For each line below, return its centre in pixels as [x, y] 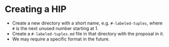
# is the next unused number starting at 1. [55, 28]
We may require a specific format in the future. [61, 39]
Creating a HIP [36, 9]
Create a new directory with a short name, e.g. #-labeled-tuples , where [87, 23]
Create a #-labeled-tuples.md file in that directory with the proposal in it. [88, 33]
